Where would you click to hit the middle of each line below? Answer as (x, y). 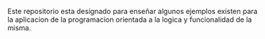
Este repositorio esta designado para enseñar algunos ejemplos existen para (132, 11)
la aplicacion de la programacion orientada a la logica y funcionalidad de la (130, 19)
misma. (19, 28)
